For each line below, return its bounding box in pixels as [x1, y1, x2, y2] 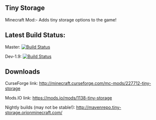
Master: [5, 44, 20, 50]
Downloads [5, 68, 40, 76]
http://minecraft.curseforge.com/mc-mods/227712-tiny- [38, 80, 152, 86]
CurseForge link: [5, 80, 38, 86]
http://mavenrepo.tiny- [76, 104, 121, 110]
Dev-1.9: [5, 53, 22, 59]
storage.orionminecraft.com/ [5, 110, 63, 116]
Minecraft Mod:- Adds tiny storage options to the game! [5, 17, 117, 22]
